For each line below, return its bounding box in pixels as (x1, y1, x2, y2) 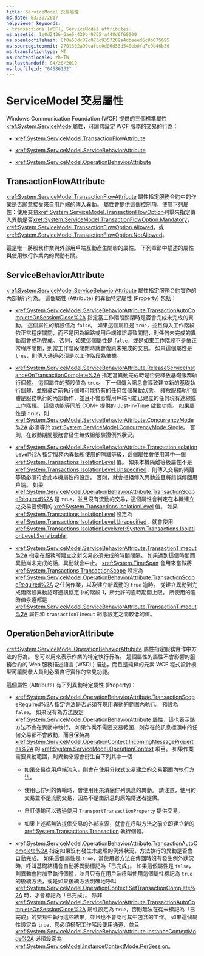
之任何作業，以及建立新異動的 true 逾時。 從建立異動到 (54, 580, 192, 588)
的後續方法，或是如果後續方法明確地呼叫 (15, 877, 117, 885)
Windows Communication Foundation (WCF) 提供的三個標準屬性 (6, 115, 167, 123)
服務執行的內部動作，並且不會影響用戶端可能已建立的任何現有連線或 (25, 394, 196, 401)
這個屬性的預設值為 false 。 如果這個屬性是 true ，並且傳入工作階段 (27, 321, 195, 329)
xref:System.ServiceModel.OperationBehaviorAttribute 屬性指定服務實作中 (6, 645, 192, 652)
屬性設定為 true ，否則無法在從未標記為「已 (87, 905, 195, 913)
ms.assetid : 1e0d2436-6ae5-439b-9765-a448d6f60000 (6, 32, 137, 38)
